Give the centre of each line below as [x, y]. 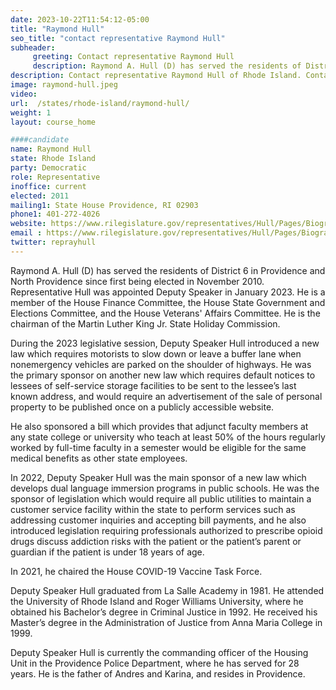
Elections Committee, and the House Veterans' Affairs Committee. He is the [165, 313]
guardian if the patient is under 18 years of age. [107, 552]
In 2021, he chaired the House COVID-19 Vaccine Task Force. [136, 571]
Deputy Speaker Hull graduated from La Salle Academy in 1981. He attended [167, 590]
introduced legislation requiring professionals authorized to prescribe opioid [166, 530]
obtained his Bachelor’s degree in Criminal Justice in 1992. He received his [164, 612]
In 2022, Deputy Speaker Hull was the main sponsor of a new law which [158, 477]
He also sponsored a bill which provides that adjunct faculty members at [159, 426]
